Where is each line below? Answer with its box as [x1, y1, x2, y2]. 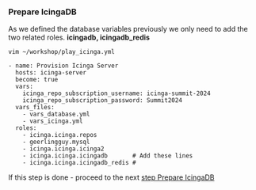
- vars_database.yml [22, 110, 90, 119]
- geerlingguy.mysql [22, 138, 90, 146]
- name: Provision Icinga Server [8, 62, 119, 70]
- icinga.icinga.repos [22, 131, 97, 139]
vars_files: [15, 104, 55, 112]
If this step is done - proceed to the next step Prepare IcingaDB [8, 173, 216, 182]
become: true [15, 76, 59, 84]
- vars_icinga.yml [22, 117, 83, 125]
